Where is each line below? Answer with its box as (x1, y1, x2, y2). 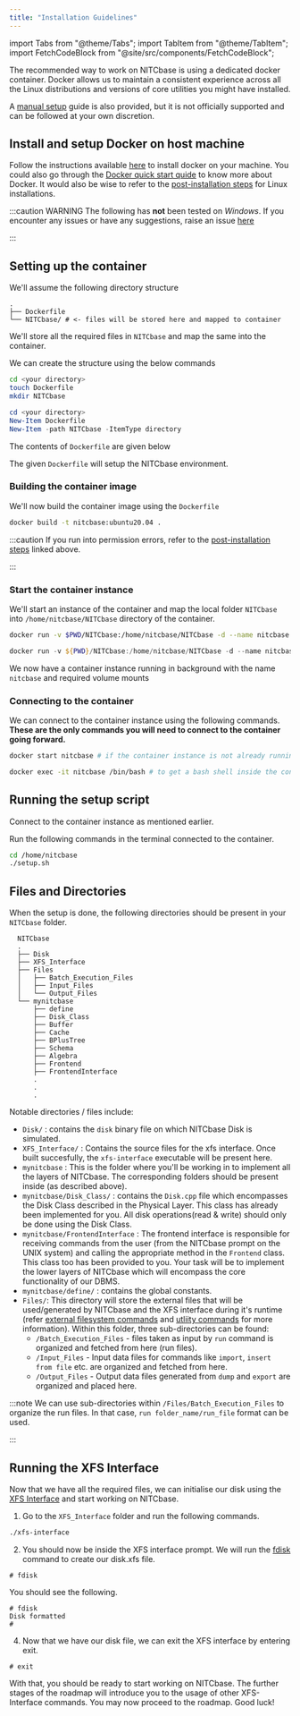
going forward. (9, 735, 66, 745)
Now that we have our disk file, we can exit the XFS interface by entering (21, 1635, 291, 1646)
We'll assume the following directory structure (9, 283, 179, 293)
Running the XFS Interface (9, 1460, 159, 1475)
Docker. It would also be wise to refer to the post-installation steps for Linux (9, 179, 288, 190)
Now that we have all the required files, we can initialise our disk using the (9, 1483, 281, 1494)
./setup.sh (9, 859, 50, 868)
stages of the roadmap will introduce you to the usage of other (9, 1687, 239, 1698)
